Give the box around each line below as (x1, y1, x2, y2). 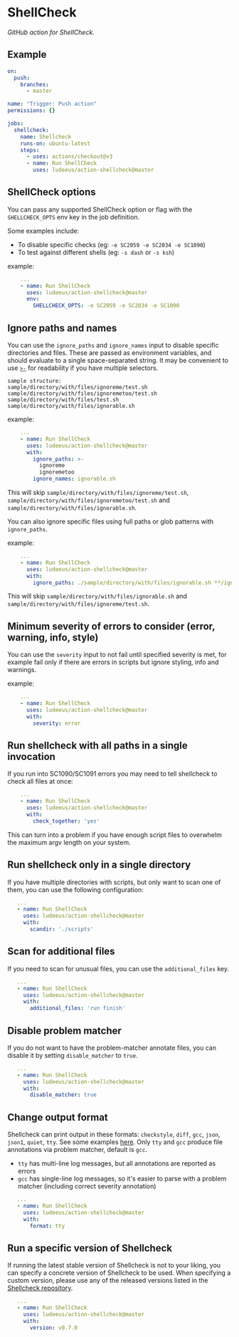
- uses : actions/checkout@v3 (26, 153, 113, 161)
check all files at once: (7, 777, 73, 786)
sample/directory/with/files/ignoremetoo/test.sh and (7, 496, 171, 504)
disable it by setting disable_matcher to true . (7, 1051, 138, 1059)
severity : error (33, 719, 81, 727)
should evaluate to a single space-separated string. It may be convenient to (7, 356, 229, 364)
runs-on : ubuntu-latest (20, 140, 91, 147)
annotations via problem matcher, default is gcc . (7, 1146, 148, 1154)
